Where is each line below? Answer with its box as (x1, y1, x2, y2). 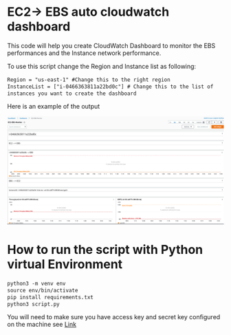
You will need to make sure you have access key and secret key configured (7, 313, 221, 321)
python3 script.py (7, 301, 60, 308)
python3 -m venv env (7, 280, 67, 288)
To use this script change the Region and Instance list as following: (7, 62, 197, 70)
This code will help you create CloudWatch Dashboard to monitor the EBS (7, 41, 216, 50)
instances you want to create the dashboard (7, 90, 137, 97)
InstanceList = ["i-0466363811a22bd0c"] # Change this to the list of (7, 83, 214, 90)
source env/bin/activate (7, 287, 78, 294)
